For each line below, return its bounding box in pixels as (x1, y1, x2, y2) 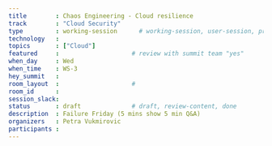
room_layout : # (8, 79, 136, 88)
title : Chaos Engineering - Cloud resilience (8, 11, 194, 20)
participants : (8, 125, 60, 133)
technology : (8, 34, 60, 43)
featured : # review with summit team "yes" (8, 49, 244, 58)
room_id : (8, 87, 60, 96)
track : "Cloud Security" (8, 19, 121, 28)
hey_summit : (8, 72, 60, 80)
